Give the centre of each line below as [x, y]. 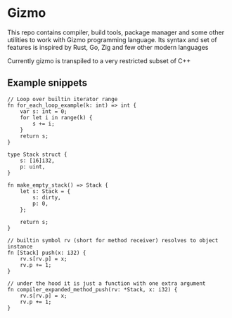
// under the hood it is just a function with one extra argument [107, 283]
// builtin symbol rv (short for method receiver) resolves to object [113, 240]
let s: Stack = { [45, 191]
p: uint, [33, 166]
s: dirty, [47, 197]
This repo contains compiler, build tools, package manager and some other [116, 32]
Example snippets [47, 83]
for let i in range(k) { [56, 117]
